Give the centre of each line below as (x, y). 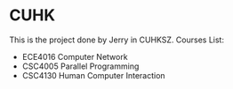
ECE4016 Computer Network (75, 56)
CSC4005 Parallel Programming (80, 66)
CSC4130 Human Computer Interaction (94, 75)
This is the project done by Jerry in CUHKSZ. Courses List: (117, 40)
